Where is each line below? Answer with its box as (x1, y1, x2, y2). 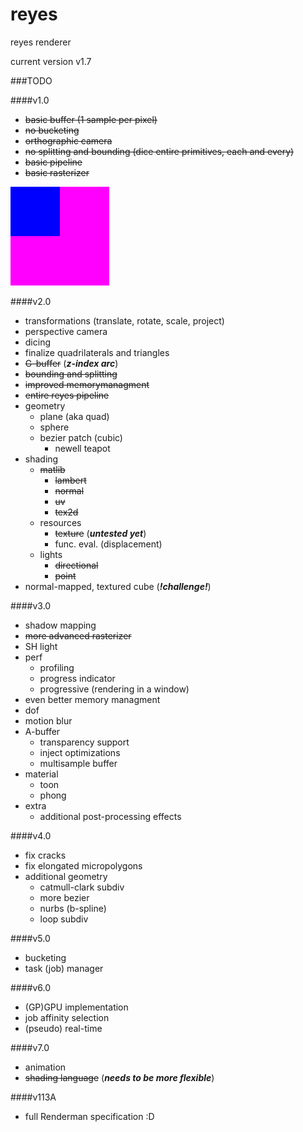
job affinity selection (24, 1011, 110, 1023)
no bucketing (24, 124, 80, 136)
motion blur (24, 714, 73, 727)
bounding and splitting (24, 368, 118, 380)
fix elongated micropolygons (24, 859, 143, 872)
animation (24, 1061, 67, 1073)
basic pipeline (24, 156, 83, 168)
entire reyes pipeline (24, 389, 110, 401)
